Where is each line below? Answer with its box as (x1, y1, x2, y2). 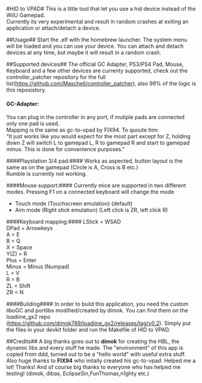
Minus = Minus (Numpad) (6, 263, 70, 271)
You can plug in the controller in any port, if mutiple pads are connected (6, 114, 185, 121)
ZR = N (6, 289, 24, 296)
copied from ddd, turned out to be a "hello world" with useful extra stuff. (6, 350, 186, 358)
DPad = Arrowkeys (6, 225, 53, 232)
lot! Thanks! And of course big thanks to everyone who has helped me (6, 364, 181, 371)
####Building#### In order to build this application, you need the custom (6, 300, 189, 307)
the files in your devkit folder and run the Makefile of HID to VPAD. (6, 326, 171, 333)
